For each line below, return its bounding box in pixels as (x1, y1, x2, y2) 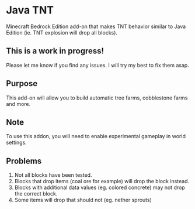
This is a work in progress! (6, 46, 104, 56)
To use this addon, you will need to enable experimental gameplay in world (6, 133, 186, 140)
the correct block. (14, 190, 58, 197)
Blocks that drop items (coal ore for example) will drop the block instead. (14, 178, 190, 185)
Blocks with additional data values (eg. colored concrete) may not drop (14, 184, 185, 191)
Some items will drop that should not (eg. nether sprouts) (14, 197, 152, 204)
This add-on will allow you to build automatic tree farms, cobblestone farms (6, 94, 188, 101)
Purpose (6, 78, 38, 88)
